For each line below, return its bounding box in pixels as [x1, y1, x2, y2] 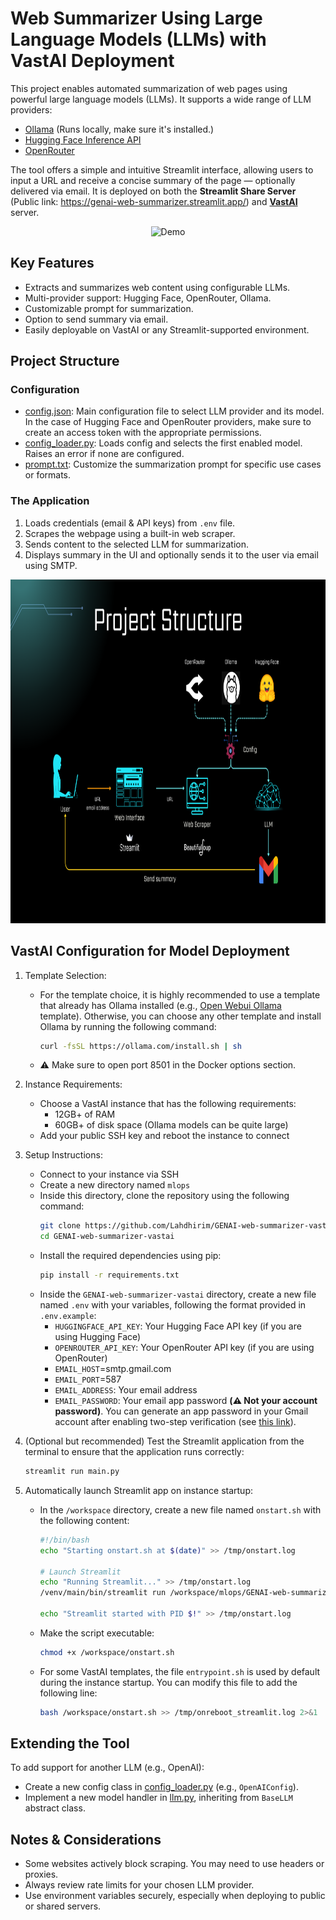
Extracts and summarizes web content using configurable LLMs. [24, 281, 291, 293]
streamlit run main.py [24, 1467, 120, 1477]
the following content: [39, 1514, 130, 1526]
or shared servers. [24, 1900, 102, 1912]
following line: [39, 1687, 98, 1699]
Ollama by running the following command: [39, 1020, 217, 1032]
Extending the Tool [10, 1735, 130, 1752]
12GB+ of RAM [54, 1108, 116, 1121]
